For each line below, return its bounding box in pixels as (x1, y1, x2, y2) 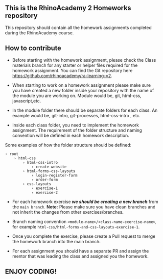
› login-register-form (31, 173, 78, 178)
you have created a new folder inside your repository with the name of (12, 87, 154, 93)
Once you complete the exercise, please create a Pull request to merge (12, 233, 156, 239)
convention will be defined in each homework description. (12, 132, 130, 138)
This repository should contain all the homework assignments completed (5, 25, 152, 30)
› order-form (31, 177, 58, 182)
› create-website (31, 164, 67, 169)
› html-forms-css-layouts (23, 169, 76, 174)
